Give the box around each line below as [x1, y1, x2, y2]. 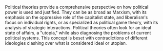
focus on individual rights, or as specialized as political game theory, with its [5, 19, 158, 25]
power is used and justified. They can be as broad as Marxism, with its [5, 9, 147, 15]
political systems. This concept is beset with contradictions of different [5, 35, 148, 41]
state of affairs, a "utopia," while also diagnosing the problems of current [5, 30, 151, 35]
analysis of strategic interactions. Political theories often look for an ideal [5, 25, 151, 31]
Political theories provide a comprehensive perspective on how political [5, 4, 149, 10]
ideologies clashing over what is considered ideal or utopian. [5, 40, 127, 46]
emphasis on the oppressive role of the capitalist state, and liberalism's [5, 15, 148, 20]
